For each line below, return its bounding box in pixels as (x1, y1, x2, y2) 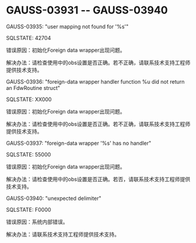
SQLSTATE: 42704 (6, 34, 51, 41)
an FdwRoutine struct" (6, 84, 61, 91)
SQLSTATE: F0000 (6, 206, 51, 213)
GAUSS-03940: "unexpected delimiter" (6, 195, 102, 202)
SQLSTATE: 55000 (6, 151, 51, 158)
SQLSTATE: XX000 (6, 95, 52, 103)
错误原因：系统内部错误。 (6, 218, 68, 225)
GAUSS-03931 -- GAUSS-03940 (6, 4, 168, 17)
